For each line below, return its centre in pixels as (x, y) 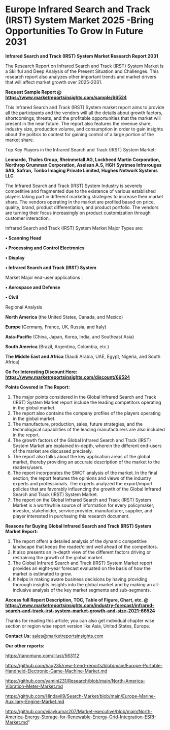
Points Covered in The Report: (38, 387)
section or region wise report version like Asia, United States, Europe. (78, 626)
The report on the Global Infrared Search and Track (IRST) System (82, 500)
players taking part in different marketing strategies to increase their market (84, 196)
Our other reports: (25, 645)
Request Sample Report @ (33, 92)
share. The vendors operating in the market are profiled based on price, (80, 202)
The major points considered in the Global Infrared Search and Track (84, 397)
